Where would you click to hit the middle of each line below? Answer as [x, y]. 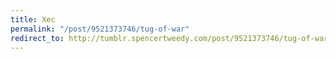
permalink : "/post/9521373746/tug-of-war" [100, 29]
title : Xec [33, 19]
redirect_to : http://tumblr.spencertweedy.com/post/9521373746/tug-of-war [169, 38]
